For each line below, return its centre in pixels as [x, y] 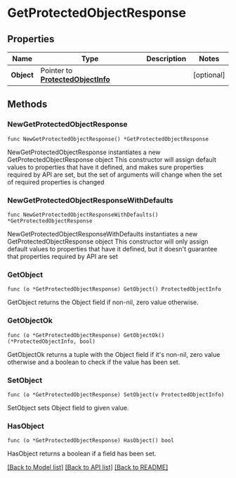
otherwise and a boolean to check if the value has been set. [94, 362]
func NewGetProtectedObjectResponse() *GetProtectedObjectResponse [108, 139]
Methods [27, 105]
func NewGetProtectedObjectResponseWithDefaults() [83, 215]
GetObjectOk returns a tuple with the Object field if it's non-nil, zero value [114, 354]
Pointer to [57, 70]
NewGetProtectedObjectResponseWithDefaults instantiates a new [103, 234]
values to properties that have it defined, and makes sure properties [105, 167]
